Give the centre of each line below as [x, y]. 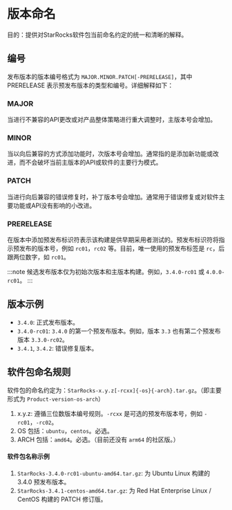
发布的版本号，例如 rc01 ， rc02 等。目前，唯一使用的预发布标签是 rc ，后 [122, 248]
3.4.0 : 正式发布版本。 [48, 322]
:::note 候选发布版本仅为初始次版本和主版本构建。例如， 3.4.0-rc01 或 [106, 271]
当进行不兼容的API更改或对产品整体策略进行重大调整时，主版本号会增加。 [112, 120]
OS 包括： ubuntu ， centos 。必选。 [65, 430]
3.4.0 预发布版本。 [43, 482]
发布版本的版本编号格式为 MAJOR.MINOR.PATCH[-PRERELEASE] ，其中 [100, 76]
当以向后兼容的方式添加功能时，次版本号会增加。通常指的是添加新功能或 [110, 154]
